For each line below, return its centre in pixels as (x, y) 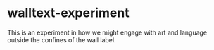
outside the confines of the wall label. (62, 39)
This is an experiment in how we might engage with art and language (107, 32)
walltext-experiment (68, 13)
